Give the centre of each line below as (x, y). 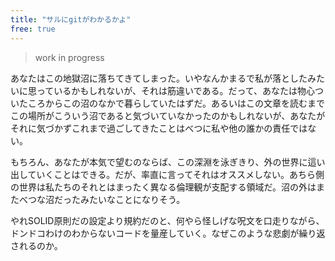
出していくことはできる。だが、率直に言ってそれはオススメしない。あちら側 (167, 174)
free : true (33, 29)
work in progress (69, 57)
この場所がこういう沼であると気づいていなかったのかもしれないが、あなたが (168, 115)
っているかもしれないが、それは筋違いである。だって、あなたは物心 (176, 90)
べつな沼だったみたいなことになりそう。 (102, 199)
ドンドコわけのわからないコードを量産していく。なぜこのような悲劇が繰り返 (168, 233)
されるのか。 (36, 245)
